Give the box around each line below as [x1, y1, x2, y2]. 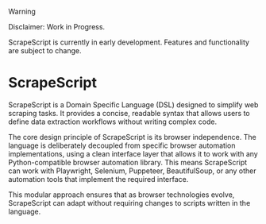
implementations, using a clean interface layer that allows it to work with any [8, 149, 258, 158]
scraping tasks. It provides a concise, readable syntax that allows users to [8, 108, 250, 118]
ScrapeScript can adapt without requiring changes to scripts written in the [8, 198, 251, 207]
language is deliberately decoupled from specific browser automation [8, 141, 236, 150]
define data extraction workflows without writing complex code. [8, 117, 217, 126]
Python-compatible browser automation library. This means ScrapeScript [8, 157, 248, 167]
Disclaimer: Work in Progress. [8, 22, 106, 31]
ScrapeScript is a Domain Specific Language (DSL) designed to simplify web [8, 99, 259, 110]
